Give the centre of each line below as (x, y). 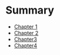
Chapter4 (26, 46)
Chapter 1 (26, 27)
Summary (30, 10)
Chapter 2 (26, 33)
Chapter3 (26, 39)
